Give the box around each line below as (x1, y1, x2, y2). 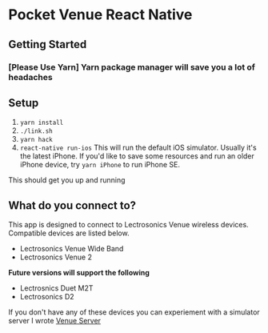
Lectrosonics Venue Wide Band (19, 244, 124, 254)
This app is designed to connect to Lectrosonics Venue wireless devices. (8, 220, 250, 230)
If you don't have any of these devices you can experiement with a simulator (8, 307, 260, 317)
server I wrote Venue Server (8, 316, 102, 326)
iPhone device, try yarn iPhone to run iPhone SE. (19, 160, 180, 170)
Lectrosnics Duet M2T (19, 283, 94, 293)
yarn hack (19, 136, 54, 144)
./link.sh (19, 127, 54, 135)
